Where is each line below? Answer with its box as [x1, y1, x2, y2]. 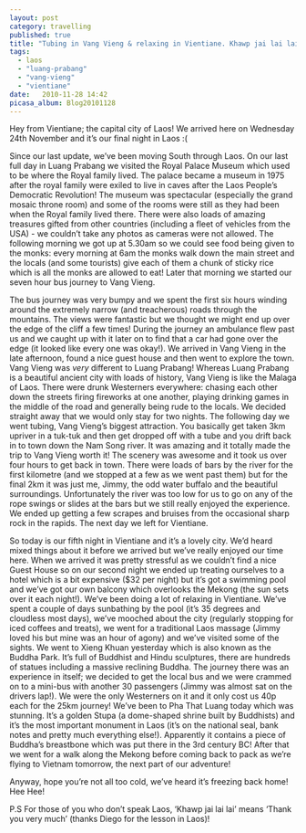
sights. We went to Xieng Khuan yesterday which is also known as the [9, 642, 271, 653]
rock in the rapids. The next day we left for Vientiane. [9, 518, 209, 529]
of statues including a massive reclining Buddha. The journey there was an [9, 661, 290, 672]
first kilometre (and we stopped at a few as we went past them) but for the [9, 469, 289, 480]
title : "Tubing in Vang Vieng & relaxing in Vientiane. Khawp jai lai [9, 38, 283, 48]
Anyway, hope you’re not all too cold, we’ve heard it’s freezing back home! [9, 776, 289, 787]
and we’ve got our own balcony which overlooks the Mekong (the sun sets [9, 584, 290, 595]
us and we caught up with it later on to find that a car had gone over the [9, 333, 279, 344]
